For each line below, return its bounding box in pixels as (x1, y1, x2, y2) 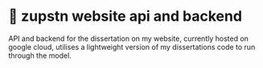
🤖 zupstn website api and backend (8, 7, 243, 26)
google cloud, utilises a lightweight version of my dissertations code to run (8, 42, 256, 51)
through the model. (8, 50, 72, 60)
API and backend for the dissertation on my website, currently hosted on (8, 34, 249, 43)
